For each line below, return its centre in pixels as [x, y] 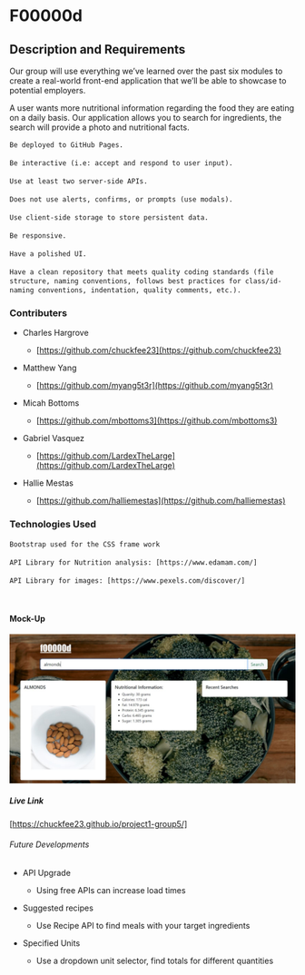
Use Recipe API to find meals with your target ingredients [143, 925]
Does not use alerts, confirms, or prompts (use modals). [121, 200]
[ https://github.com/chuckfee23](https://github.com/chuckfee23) [158, 350]
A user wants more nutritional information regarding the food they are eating [152, 108]
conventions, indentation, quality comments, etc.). [140, 291]
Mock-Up [27, 619]
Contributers [39, 312]
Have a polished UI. [49, 254]
